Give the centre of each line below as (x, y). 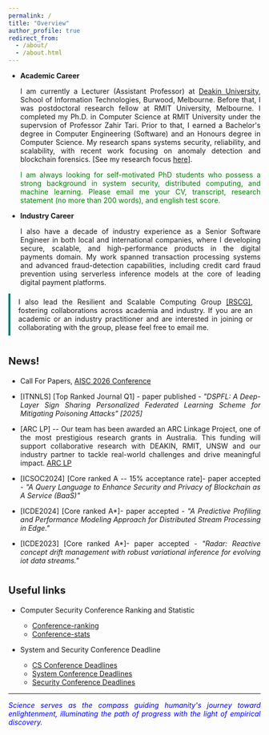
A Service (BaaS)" (50, 495)
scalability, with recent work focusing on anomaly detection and (140, 151)
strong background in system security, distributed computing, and (140, 183)
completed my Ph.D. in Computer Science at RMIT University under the (140, 116)
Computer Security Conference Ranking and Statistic (107, 610)
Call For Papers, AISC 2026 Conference (85, 380)
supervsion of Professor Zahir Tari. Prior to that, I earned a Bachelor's (140, 125)
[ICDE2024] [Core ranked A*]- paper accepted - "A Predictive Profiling (140, 511)
